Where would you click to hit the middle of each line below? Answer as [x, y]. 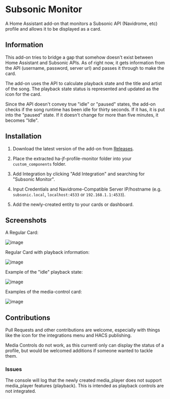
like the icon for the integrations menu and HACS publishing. [68, 335]
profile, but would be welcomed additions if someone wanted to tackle [79, 351]
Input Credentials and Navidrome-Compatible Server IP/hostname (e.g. [87, 189]
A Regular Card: [22, 232]
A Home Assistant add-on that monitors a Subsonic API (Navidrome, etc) [81, 23]
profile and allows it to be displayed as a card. [53, 29]
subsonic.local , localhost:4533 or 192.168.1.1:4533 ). [69, 194]
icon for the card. [23, 94]
